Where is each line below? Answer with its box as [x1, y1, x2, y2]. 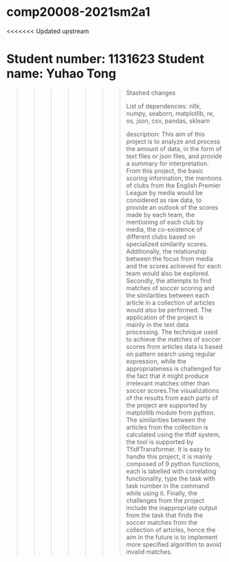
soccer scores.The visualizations [126, 386, 219, 394]
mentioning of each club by [126, 218, 204, 226]
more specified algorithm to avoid [126, 540, 221, 548]
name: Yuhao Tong [6, 66, 116, 81]
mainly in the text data [126, 320, 189, 328]
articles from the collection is [126, 423, 209, 431]
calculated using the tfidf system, [126, 430, 221, 439]
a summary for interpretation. [126, 159, 209, 168]
